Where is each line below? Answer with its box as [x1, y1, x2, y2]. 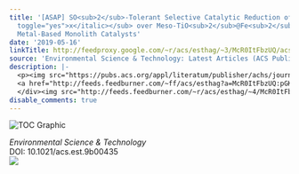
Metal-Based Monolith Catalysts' [17, 29, 141, 38]
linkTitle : [9, 46, 50, 55]
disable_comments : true [9, 95, 98, 105]
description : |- [9, 63, 69, 72]
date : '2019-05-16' [9, 37, 82, 47]
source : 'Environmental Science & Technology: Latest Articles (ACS [9, 54, 269, 63]
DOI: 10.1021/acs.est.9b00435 [9, 146, 118, 157]
